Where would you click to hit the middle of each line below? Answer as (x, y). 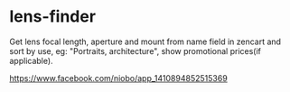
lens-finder (53, 17)
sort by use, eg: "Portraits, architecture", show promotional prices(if (136, 51)
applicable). (31, 60)
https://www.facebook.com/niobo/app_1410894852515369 (118, 78)
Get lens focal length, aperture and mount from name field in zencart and (145, 41)
